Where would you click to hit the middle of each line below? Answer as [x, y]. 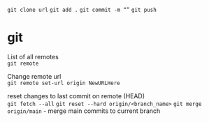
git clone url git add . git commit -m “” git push [82, 10]
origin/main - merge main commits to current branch [84, 111]
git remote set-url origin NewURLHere [64, 83]
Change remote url [34, 76]
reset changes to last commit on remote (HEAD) [76, 96]
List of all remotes [33, 56]
